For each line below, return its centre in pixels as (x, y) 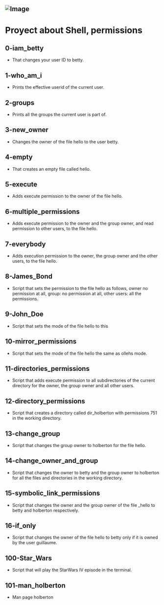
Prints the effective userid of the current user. (58, 87)
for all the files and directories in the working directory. (68, 478)
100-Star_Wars (29, 558)
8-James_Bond (29, 276)
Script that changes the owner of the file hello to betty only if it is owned (85, 537)
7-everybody (25, 244)
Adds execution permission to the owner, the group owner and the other (85, 256)
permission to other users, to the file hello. (55, 229)
